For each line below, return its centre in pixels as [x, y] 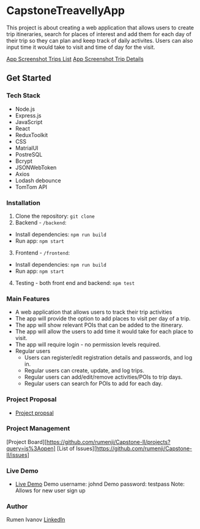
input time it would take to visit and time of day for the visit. [81, 47]
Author [17, 506]
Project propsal [34, 413]
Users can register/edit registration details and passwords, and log [108, 358]
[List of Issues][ [77, 448]
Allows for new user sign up [50, 490]
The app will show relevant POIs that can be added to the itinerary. [99, 325]
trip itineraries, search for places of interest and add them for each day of [99, 34]
